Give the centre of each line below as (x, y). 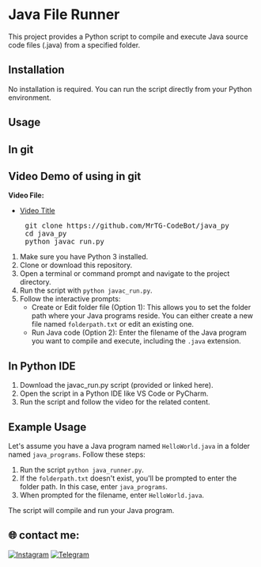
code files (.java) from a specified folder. (74, 44)
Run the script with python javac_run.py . (86, 290)
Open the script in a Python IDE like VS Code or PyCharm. (114, 393)
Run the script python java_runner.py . (81, 469)
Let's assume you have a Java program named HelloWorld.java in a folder (129, 446)
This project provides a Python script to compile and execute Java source (128, 36)
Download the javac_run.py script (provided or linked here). (116, 385)
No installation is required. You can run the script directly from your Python (130, 89)
